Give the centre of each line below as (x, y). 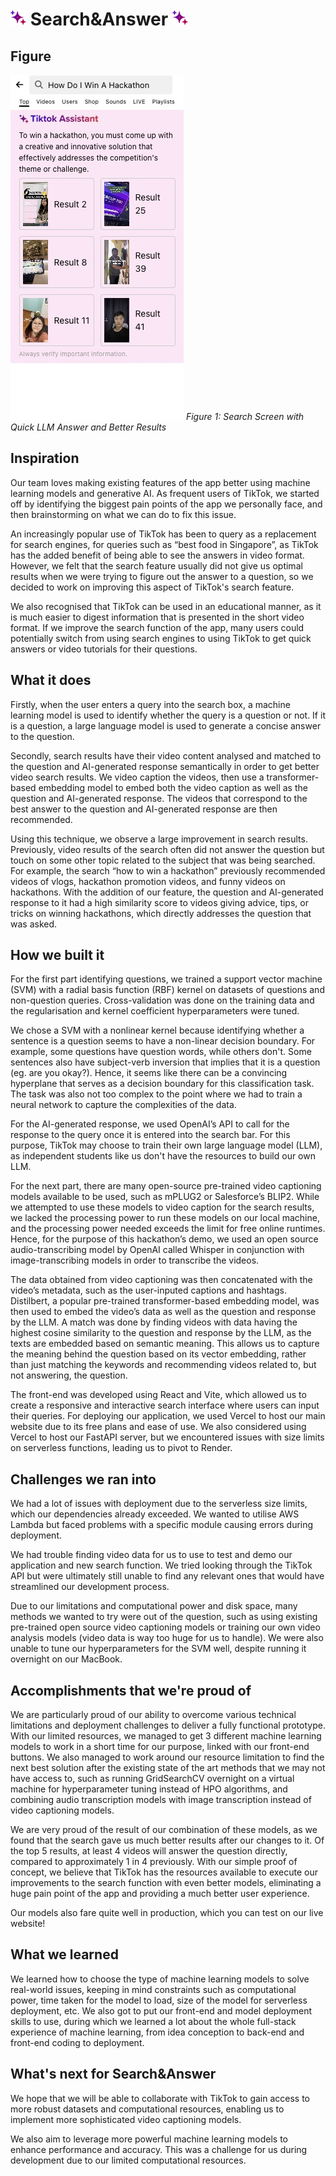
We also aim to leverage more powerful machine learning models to (149, 2139)
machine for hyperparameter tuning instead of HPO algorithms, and (149, 1789)
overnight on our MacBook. (66, 1659)
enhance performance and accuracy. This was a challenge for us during (159, 2149)
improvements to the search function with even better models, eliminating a (166, 1883)
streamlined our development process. (90, 1587)
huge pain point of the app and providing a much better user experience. (160, 1894)
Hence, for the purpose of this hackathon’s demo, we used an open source (164, 1239)
